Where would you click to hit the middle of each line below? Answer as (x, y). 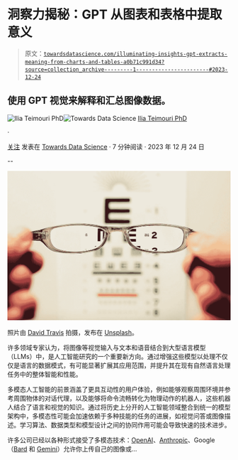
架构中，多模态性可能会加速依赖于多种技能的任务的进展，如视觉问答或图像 (116, 416)
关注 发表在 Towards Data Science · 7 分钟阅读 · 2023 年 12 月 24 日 (106, 146)
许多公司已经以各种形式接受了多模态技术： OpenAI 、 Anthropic (98, 440)
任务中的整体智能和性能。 (45, 374)
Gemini (47, 449)
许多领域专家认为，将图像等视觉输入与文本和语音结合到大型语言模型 (107, 347)
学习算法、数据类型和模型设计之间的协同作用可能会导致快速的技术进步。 (125, 424)
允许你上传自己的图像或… (100, 449)
